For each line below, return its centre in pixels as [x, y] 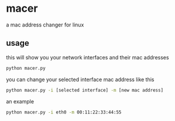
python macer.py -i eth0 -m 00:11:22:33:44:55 [64, 112]
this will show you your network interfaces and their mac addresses [88, 57]
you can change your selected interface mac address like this [80, 79]
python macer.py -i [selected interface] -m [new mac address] [85, 90]
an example [20, 101]
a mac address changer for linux [45, 25]
